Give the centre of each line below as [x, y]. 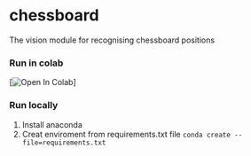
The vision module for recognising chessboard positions [112, 40]
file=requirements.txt [64, 143]
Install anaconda [52, 124]
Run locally [34, 105]
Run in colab [36, 63]
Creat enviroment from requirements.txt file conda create [126, 134]
